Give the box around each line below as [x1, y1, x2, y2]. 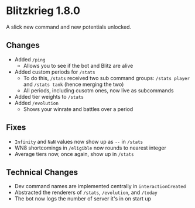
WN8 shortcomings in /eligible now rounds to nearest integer [14, 144, 167, 151]
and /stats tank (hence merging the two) [23, 81, 124, 88]
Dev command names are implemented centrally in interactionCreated [14, 183, 186, 190]
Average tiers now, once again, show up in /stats [14, 150, 134, 157]
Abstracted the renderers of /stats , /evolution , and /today [14, 189, 158, 196]
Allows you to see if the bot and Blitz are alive [23, 62, 134, 69]
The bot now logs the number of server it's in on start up [14, 195, 151, 202]
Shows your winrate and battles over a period [23, 105, 134, 112]
